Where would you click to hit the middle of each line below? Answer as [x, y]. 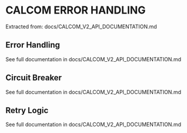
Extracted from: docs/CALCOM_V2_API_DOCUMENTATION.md [81, 26]
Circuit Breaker [34, 78]
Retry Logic [27, 110]
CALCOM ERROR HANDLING [76, 10]
